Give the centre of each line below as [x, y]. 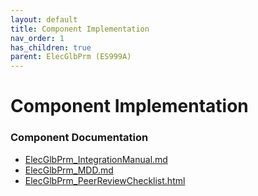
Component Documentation [79, 138]
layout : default [44, 19]
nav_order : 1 [37, 38]
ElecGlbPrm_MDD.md [69, 170]
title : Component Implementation [80, 29]
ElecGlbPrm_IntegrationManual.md [96, 159]
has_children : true [51, 47]
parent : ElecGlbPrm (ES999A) [71, 57]
